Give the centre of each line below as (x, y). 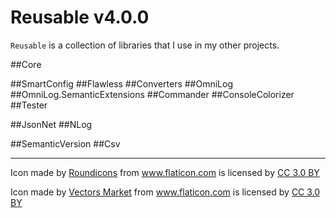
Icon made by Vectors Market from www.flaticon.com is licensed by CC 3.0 (165, 192)
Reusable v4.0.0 (80, 17)
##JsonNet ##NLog (51, 124)
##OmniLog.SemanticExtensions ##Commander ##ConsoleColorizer (152, 94)
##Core (26, 64)
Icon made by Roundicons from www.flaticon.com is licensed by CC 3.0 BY (165, 172)
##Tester (29, 105)
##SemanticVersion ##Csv (65, 143)
